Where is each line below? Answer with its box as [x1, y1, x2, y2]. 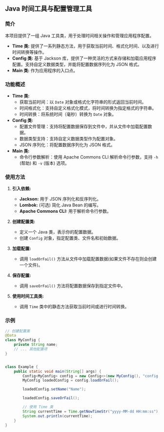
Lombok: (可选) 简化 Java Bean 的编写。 [19, 202, 101, 208]
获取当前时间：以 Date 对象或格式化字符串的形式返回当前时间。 [19, 99, 146, 105]
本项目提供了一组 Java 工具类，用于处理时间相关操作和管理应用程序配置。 [5, 32, 154, 38]
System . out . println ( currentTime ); [22, 413, 93, 418]
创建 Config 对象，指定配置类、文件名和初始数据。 [19, 235, 121, 241]
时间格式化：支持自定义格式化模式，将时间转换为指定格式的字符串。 [19, 105, 157, 111]
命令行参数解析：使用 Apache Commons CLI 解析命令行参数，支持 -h [19, 154, 159, 160]
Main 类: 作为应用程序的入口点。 [12, 68, 78, 73]
